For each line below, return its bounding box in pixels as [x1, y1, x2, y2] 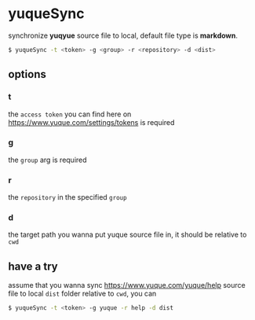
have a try [8, 259, 58, 273]
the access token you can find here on [8, 109, 132, 119]
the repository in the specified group [8, 193, 127, 202]
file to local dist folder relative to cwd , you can [8, 289, 157, 299]
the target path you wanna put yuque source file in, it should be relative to [8, 230, 247, 240]
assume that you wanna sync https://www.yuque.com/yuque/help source [8, 281, 246, 290]
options [8, 68, 47, 81]
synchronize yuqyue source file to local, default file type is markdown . [8, 31, 238, 40]
